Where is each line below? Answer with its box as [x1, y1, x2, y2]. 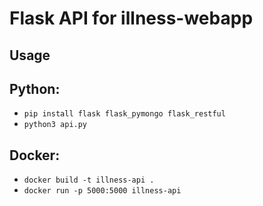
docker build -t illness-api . [23, 175, 155, 186]
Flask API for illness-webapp [9, 7, 254, 30]
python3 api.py [23, 120, 88, 130]
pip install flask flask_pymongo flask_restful [23, 109, 226, 119]
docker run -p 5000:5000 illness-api [23, 186, 182, 196]
